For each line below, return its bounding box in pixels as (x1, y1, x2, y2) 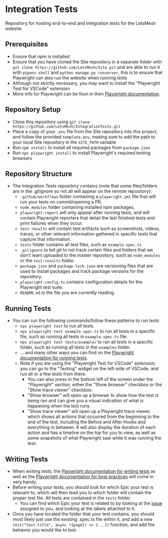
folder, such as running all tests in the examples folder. (20, 344, 131, 350)
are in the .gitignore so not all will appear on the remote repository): (12, 188, 152, 194)
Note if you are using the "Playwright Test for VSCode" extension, (20, 360, 156, 366)
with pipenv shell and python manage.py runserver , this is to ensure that (12, 69, 163, 75)
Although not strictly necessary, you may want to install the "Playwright (12, 80, 160, 86)
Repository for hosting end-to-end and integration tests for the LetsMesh (5, 20, 156, 26)
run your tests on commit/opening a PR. (20, 199, 102, 205)
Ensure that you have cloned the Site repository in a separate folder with (12, 59, 162, 65)
